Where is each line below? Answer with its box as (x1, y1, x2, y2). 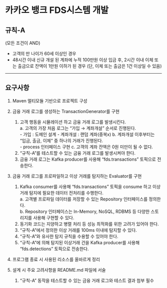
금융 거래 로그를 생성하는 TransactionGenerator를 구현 (12, 108, 120, 114)
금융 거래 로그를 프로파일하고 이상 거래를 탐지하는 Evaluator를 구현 (12, 173, 142, 179)
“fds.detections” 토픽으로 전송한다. (19, 246, 89, 252)
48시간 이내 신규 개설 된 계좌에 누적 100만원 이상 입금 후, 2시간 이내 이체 (12, 57, 154, 63)
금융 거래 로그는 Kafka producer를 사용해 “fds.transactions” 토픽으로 (19, 156, 156, 162)
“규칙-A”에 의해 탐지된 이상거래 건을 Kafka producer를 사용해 (19, 239, 140, 245)
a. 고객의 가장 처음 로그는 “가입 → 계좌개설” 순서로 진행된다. (19, 125, 136, 131)
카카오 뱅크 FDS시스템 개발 (5, 4, 109, 16)
